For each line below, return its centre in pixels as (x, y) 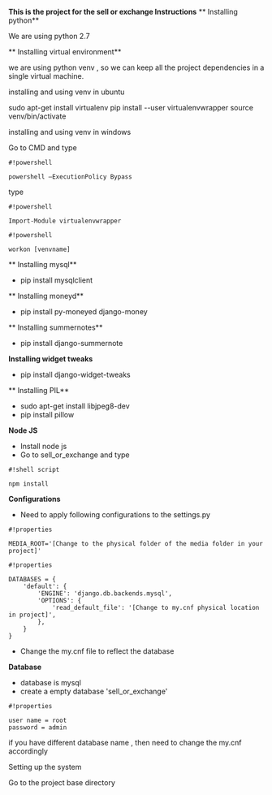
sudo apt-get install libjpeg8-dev (75, 406)
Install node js (43, 446)
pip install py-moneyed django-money (84, 311)
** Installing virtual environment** (65, 52)
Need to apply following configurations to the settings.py (115, 514)
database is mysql (50, 683)
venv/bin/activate (37, 116)
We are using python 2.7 (50, 36)
